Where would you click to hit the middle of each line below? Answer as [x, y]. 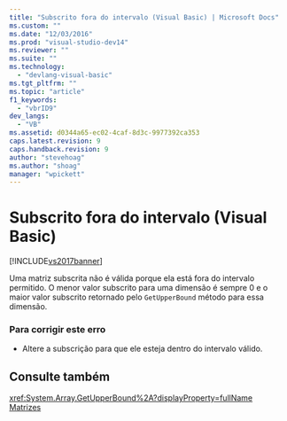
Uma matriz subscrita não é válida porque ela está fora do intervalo [132, 278]
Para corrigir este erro [58, 330]
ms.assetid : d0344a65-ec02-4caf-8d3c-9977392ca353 [105, 133]
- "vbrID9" [37, 108]
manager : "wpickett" [47, 174]
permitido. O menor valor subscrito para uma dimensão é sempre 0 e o [139, 288]
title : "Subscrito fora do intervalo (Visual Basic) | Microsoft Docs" [144, 17]
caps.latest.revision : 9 [55, 141]
